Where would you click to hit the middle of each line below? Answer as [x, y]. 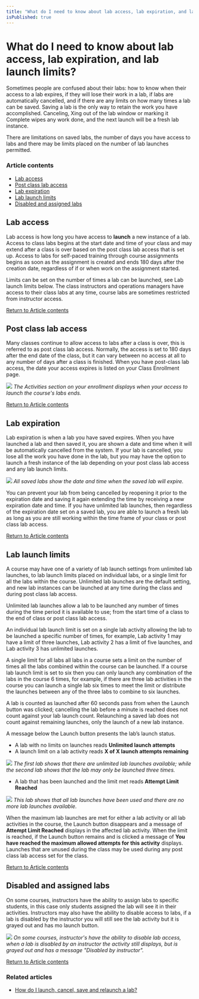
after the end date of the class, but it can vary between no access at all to [96, 356]
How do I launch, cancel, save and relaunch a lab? [76, 990]
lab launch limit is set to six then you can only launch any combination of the [99, 673]
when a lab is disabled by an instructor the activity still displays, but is [92, 944]
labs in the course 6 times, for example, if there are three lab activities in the [99, 679]
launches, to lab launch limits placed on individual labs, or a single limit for [97, 575]
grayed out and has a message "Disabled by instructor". [75, 950]
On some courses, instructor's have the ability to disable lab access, [97, 937]
